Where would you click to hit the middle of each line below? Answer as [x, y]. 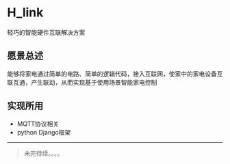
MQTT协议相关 [38, 124]
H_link [25, 13]
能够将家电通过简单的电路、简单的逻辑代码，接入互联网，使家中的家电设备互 [115, 74]
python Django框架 [44, 132]
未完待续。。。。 [43, 153]
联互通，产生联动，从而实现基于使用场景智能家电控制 [82, 82]
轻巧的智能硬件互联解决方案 [46, 32]
